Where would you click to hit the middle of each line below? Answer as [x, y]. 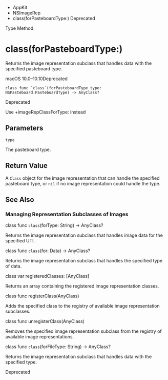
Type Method [19, 28]
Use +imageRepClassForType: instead [46, 112]
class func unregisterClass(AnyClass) [45, 321]
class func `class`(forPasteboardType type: [54, 88]
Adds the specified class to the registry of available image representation [82, 306]
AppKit [20, 7]
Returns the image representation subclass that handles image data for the [84, 235]
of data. [14, 266]
